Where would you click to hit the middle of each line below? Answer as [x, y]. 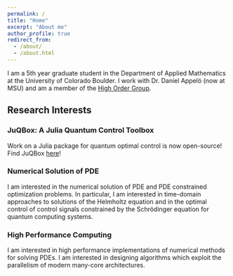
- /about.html [34, 54]
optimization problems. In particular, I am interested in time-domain [104, 194]
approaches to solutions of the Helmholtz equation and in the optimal [107, 201]
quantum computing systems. [50, 216]
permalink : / [26, 14]
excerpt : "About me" [38, 27]
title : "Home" [28, 20]
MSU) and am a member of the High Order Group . [79, 88]
